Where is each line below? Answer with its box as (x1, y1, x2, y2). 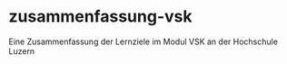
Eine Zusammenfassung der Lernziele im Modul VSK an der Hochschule (8, 36, 279, 47)
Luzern (8, 45, 35, 56)
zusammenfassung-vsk (8, 6, 193, 27)
